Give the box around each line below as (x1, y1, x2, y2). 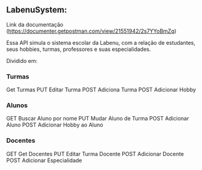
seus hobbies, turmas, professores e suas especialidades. (6, 45, 151, 53)
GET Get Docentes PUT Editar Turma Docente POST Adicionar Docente (6, 150, 184, 157)
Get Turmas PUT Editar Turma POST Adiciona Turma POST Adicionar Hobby (6, 86, 197, 93)
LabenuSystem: (6, 5, 68, 15)
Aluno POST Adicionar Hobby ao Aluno (6, 121, 103, 129)
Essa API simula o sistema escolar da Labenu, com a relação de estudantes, (6, 39, 195, 46)
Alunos (6, 101, 28, 110)
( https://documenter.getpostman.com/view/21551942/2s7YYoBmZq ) (6, 27, 177, 34)
